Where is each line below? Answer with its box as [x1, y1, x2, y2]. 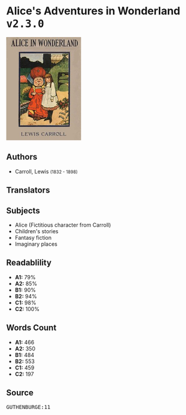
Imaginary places [14, 240, 58, 248]
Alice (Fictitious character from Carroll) [14, 221, 111, 228]
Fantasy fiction [14, 234, 52, 241]
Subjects [6, 205, 40, 216]
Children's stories [14, 227, 59, 234]
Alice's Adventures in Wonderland [6, 4, 181, 18]
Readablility [6, 258, 52, 268]
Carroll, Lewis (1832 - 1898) [14, 167, 78, 175]
